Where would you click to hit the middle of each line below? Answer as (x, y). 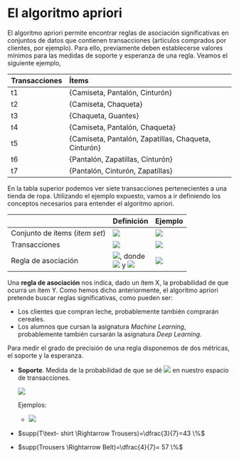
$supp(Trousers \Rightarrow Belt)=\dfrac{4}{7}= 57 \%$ (100, 447)
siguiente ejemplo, (34, 63)
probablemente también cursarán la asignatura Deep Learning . (110, 334)
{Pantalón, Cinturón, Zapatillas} (121, 171)
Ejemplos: (32, 405)
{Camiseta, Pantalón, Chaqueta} (123, 127)
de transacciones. (44, 378)
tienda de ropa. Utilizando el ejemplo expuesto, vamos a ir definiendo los (114, 196)
